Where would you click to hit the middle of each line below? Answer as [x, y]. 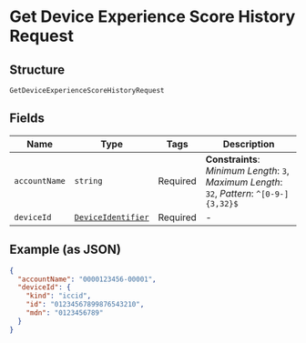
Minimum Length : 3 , [247, 170]
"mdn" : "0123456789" [65, 313]
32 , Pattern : [229, 193]
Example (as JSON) [65, 250]
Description [249, 144]
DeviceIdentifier [112, 217]
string [88, 181]
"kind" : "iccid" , [59, 296]
